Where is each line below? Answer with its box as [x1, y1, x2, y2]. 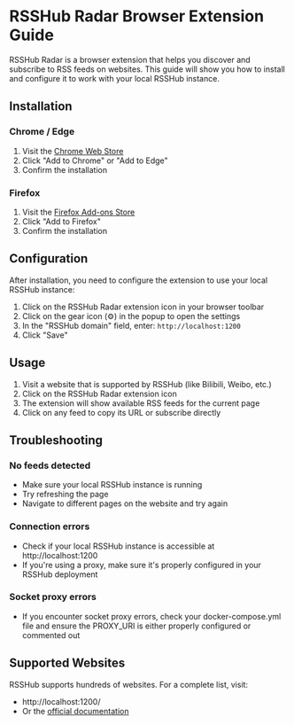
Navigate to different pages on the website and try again [21, 498, 228, 509]
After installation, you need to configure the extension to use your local [9, 275, 268, 285]
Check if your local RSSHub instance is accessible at [21, 541, 215, 551]
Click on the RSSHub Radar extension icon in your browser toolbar [21, 301, 265, 312]
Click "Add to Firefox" [21, 215, 102, 227]
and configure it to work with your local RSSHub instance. [9, 73, 220, 83]
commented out [21, 629, 81, 640]
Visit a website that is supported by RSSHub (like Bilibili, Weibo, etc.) [21, 378, 272, 389]
